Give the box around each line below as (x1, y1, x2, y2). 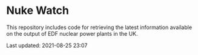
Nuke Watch (6, 4, 70, 18)
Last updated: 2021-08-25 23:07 (6, 42, 88, 49)
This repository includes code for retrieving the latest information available (6, 24, 193, 31)
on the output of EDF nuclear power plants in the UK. (6, 30, 138, 37)
